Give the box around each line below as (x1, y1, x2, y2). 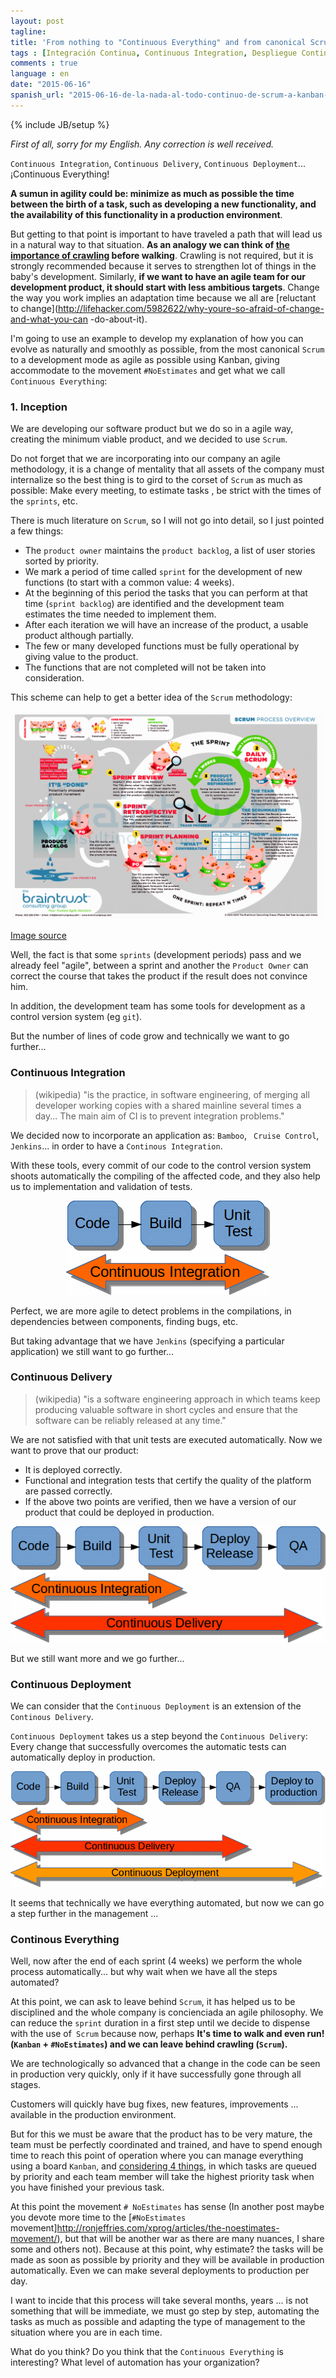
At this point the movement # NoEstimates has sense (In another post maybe (10, 2201, 325, 2213)
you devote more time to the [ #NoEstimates (10, 2211, 187, 2224)
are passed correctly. (24, 1485, 113, 1497)
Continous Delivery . (10, 1711, 94, 1723)
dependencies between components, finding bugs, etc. (10, 1315, 239, 1327)
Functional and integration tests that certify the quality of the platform (24, 1474, 312, 1486)
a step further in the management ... (10, 1907, 159, 1919)
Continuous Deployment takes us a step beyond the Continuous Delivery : (10, 1730, 308, 1742)
